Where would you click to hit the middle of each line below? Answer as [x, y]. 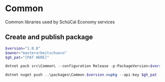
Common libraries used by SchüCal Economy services [60, 22]
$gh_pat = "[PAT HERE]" [27, 57]
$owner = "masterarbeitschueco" [36, 53]
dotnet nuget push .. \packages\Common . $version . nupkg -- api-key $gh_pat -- [84, 75]
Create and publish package [49, 37]
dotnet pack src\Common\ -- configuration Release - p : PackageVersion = [78, 66]
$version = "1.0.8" [23, 48]
